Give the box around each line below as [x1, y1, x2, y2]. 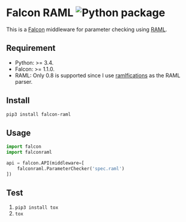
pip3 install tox [14, 205, 59, 211]
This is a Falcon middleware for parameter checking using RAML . [6, 26, 167, 33]
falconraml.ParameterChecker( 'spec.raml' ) [17, 165, 125, 172]
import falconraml [6, 150, 52, 156]
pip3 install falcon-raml [6, 111, 71, 117]
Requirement [6, 43, 56, 53]
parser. [14, 78, 33, 85]
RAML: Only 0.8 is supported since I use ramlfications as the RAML [14, 72, 181, 79]
